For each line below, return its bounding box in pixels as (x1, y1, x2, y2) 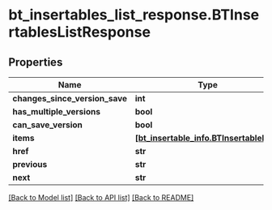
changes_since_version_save (12, 93, 128, 104)
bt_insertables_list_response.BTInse (8, 6, 260, 24)
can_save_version (12, 119, 83, 131)
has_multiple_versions (12, 106, 101, 117)
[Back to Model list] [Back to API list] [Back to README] (8, 193, 194, 202)
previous (12, 159, 48, 169)
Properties (8, 55, 63, 69)
